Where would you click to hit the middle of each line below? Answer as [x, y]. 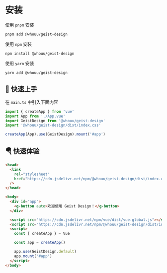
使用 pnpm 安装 [20, 25]
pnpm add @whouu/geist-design [37, 34]
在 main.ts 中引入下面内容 [32, 102]
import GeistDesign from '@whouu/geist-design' [55, 121]
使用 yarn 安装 [20, 63]
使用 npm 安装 [19, 44]
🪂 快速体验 [22, 151]
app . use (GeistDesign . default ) [45, 252]
